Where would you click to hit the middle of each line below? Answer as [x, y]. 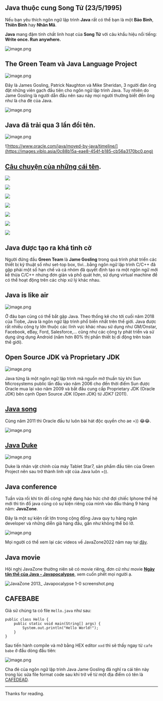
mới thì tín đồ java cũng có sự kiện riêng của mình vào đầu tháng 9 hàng [77, 504]
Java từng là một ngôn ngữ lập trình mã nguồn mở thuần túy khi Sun [73, 378]
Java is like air [27, 295]
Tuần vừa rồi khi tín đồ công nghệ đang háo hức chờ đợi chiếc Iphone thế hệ [81, 498]
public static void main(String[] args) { [57, 623]
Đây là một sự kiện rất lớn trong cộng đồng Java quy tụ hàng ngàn [71, 518]
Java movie [23, 557]
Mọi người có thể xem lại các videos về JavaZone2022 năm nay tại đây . [76, 542]
